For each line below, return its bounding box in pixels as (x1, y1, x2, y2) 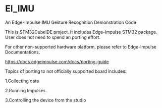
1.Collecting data (5, 78, 39, 84)
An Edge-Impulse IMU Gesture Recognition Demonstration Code (5, 19, 136, 25)
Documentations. (5, 49, 41, 55)
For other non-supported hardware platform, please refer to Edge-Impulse (5, 44, 157, 50)
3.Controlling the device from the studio (5, 97, 86, 103)
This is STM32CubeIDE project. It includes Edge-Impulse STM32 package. (5, 29, 158, 35)
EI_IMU (5, 3, 35, 14)
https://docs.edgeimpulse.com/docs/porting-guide (5, 58, 109, 64)
